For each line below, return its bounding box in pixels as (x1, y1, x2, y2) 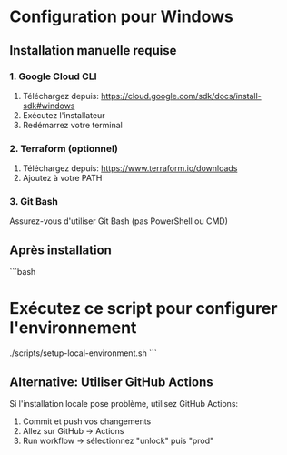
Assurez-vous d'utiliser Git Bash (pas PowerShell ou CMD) (9, 216, 229, 227)
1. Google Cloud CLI (9, 70, 97, 83)
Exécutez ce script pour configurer (9, 298, 278, 319)
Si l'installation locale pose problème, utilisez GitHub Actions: (9, 399, 239, 409)
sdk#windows (22, 100, 75, 111)
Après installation (9, 242, 112, 258)
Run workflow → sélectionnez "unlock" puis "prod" (22, 435, 214, 447)
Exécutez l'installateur (22, 109, 105, 120)
